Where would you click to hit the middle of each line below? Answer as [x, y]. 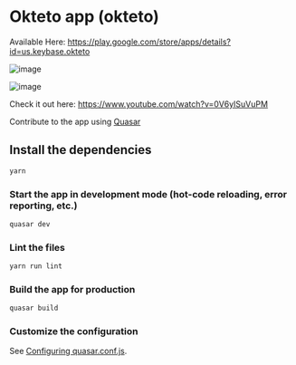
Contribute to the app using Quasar [75, 121]
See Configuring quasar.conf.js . [68, 351]
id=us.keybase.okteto [50, 51]
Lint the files [37, 247]
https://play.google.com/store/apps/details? [149, 42]
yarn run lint [36, 266]
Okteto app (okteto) [85, 17]
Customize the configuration [74, 331]
